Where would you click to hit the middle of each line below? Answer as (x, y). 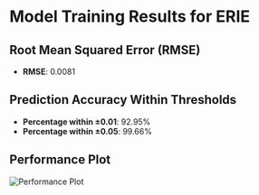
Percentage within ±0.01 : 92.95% (86, 121)
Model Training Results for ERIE (130, 17)
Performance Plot (60, 160)
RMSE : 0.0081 (48, 71)
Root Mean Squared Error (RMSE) (105, 50)
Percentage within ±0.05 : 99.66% (87, 131)
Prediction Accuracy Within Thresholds (123, 100)
